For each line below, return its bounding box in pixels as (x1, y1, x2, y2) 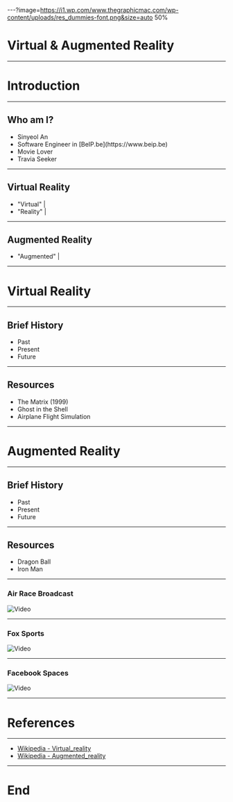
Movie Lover (17, 147, 53, 156)
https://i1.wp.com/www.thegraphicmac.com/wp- (40, 6, 179, 14)
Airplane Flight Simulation (17, 412, 91, 420)
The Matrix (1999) (17, 398, 69, 406)
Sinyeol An (17, 132, 49, 141)
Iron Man (17, 565, 43, 573)
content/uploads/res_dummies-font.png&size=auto (7, 13, 153, 22)
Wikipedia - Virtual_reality (17, 744, 92, 753)
